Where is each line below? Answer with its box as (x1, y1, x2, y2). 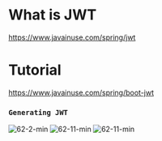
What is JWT (8, 6, 97, 24)
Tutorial (8, 61, 62, 79)
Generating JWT (8, 108, 69, 117)
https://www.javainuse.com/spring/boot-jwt (8, 88, 155, 97)
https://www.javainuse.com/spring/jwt (8, 32, 136, 42)
